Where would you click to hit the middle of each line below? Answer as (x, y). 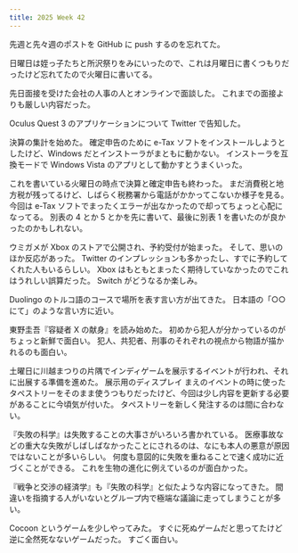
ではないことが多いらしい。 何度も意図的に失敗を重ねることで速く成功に (143, 457)
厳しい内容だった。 (60, 104)
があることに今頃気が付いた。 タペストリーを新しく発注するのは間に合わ (143, 404)
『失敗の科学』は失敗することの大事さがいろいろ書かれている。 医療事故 (143, 434)
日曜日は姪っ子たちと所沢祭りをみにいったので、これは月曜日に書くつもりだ (149, 62)
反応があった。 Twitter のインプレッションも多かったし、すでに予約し (152, 258)
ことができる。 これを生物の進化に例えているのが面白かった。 (138, 467)
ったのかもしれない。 (48, 227)
